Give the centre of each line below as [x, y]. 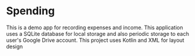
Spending [31, 11]
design [15, 46]
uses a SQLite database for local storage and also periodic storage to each [97, 33]
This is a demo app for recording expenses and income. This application [95, 27]
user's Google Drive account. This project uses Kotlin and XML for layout [95, 40]
